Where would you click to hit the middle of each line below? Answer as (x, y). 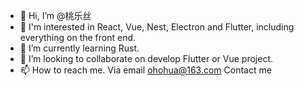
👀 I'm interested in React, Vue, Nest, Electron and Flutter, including (157, 27)
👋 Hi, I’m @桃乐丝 (55, 15)
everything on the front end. (78, 37)
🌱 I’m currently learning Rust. (79, 48)
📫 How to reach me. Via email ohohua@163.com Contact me (145, 70)
